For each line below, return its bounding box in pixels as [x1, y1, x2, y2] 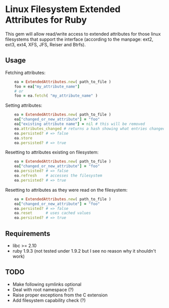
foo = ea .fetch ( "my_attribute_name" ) [14, 93, 98, 99]
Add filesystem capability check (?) [12, 297, 86, 303]
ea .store [14, 135, 33, 140]
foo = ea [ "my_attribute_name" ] [14, 84, 80, 89]
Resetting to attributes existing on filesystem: [5, 149, 99, 156]
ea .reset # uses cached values [14, 210, 92, 216]
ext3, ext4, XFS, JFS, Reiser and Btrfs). [5, 41, 86, 47]
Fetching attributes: [5, 69, 46, 75]
